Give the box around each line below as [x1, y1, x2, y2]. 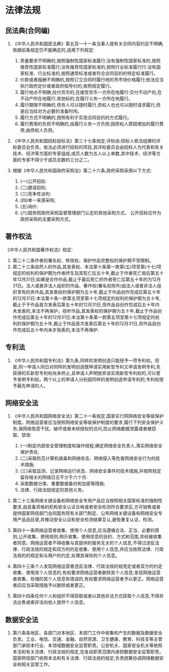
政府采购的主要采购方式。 [20, 216, 73, 222]
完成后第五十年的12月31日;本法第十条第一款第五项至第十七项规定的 [17, 314, 155, 320]
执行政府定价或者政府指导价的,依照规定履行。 [20, 83, 114, 89]
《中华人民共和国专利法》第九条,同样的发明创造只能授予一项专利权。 [12, 357, 155, 364]
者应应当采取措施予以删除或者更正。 [12, 582, 88, 588]
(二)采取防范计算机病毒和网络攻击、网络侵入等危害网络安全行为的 [20, 455, 156, 461]
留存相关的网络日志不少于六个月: [20, 474, 88, 480]
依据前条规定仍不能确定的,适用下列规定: [12, 47, 95, 53]
